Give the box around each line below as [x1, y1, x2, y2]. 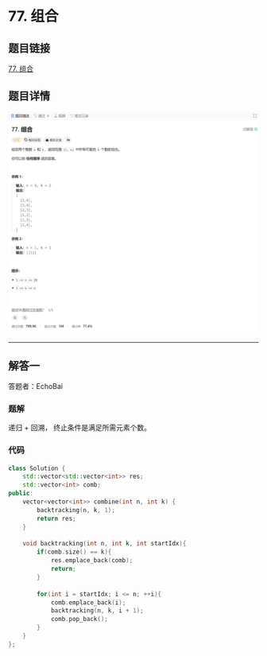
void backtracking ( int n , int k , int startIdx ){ [22, 540, 187, 548]
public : [8, 490, 34, 498]
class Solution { [8, 464, 66, 472]
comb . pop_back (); [50, 615, 109, 623]
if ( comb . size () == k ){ [37, 548, 112, 557]
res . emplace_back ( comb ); [50, 557, 133, 565]
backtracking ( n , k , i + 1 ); [50, 607, 145, 615]
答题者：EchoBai [8, 381, 64, 390]
